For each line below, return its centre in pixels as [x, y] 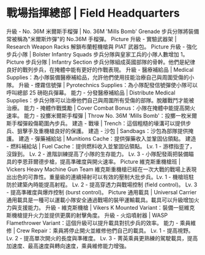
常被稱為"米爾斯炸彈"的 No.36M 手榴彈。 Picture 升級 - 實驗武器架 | [91, 39]
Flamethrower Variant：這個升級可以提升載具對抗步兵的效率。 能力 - [92, 223]
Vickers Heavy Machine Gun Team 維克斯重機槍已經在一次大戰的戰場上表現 [102, 169]
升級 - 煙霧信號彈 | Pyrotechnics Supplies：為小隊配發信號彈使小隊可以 [108, 85]
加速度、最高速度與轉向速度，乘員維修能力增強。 [68, 246]
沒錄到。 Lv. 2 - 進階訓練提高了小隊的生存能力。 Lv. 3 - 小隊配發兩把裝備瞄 [100, 154]
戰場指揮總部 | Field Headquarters [93, 13]
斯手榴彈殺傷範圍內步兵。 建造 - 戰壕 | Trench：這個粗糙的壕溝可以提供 [96, 123]
